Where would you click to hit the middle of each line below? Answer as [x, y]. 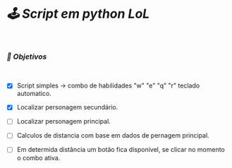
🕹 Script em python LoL [78, 14]
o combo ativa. [38, 157]
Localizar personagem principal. [63, 121]
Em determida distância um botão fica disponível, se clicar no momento [121, 150]
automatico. [34, 94]
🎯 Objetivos [27, 56]
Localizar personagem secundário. [67, 107]
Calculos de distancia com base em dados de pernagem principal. [113, 136]
